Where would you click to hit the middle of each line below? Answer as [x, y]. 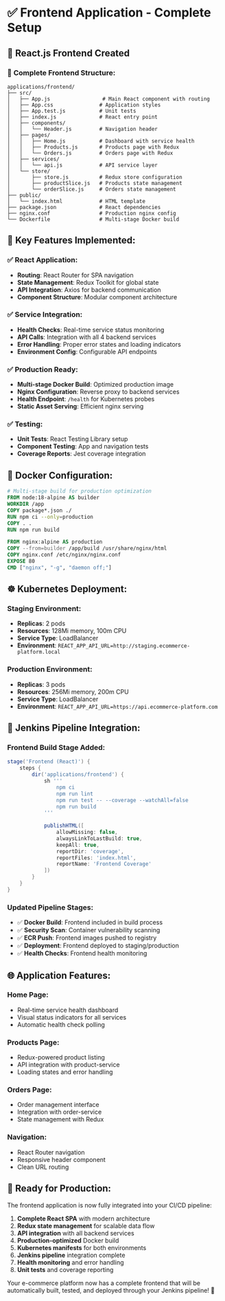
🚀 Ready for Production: [59, 1189]
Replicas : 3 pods [41, 684]
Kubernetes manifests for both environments [82, 1247]
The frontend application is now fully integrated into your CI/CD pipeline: [109, 1205]
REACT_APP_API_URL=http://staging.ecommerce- [124, 646]
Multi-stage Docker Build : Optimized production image [95, 385]
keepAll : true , [78, 845]
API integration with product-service [68, 1065]
